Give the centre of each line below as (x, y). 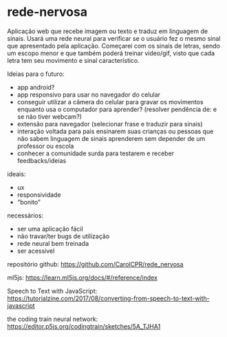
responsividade (39, 195)
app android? (36, 87)
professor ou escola (45, 146)
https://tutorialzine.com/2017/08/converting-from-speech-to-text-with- (108, 298)
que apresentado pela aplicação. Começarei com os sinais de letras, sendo (113, 46)
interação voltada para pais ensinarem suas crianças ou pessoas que (115, 131)
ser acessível (36, 251)
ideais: (17, 174)
